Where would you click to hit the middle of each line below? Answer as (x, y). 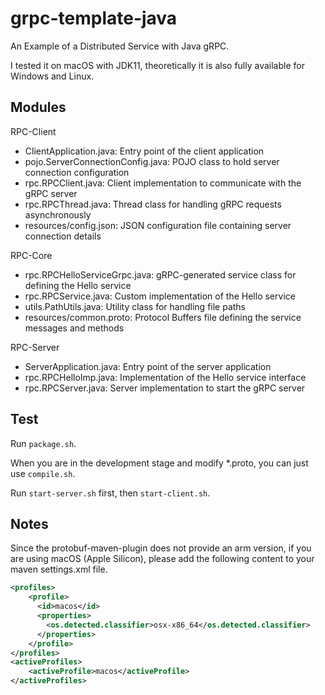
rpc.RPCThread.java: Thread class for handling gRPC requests (153, 204)
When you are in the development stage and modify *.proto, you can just (159, 463)
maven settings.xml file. (59, 569)
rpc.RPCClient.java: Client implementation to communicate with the (163, 183)
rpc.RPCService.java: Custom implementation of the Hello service (160, 296)
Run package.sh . (43, 443)
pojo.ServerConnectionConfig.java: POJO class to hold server (152, 161)
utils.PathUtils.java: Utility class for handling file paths (135, 306)
